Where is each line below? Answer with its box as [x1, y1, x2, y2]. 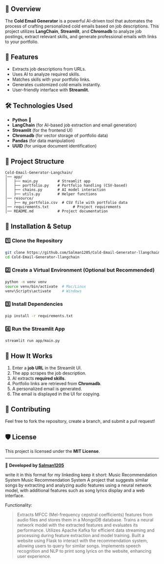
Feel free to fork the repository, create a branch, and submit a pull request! [5, 418, 155, 424]
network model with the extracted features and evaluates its [17, 522, 138, 528]
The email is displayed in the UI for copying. [12, 391, 101, 397]
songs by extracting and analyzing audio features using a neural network [5, 482, 152, 488]
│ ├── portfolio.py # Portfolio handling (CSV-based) [5, 183, 128, 188]
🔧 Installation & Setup [5, 222, 72, 230]
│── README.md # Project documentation [5, 209, 108, 214]
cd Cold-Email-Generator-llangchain [5, 254, 80, 260]
